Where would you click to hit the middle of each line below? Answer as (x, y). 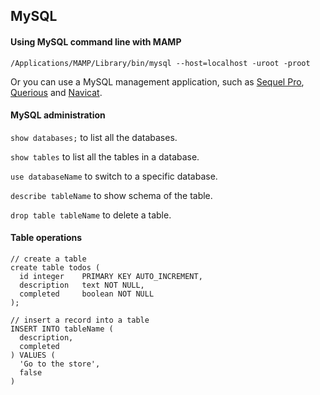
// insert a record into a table (80, 320)
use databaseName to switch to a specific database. (114, 176)
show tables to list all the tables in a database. (105, 156)
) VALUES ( (33, 355)
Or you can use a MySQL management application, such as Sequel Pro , (157, 81)
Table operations (46, 238)
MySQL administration (58, 115)
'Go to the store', (60, 364)
